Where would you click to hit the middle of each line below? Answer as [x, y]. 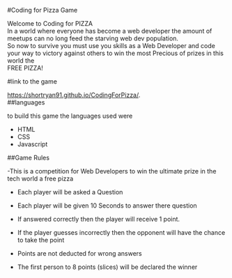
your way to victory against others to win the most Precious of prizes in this [116, 53]
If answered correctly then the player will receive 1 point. [98, 219]
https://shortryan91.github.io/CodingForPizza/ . [74, 95]
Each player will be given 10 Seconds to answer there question [107, 206]
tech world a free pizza [40, 178]
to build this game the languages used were [70, 116]
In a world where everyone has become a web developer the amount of [110, 31]
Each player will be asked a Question [70, 192]
